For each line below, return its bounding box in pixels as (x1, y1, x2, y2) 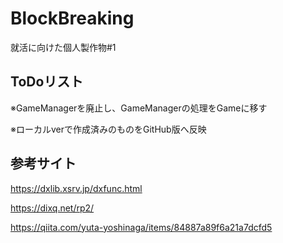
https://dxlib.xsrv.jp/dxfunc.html (10, 182, 143, 194)
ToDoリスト (10, 73, 84, 91)
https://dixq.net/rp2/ (10, 202, 95, 214)
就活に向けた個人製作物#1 (10, 41, 117, 53)
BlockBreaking (10, 7, 135, 30)
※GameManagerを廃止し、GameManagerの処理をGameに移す (10, 102, 268, 114)
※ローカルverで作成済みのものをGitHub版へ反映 (10, 123, 207, 135)
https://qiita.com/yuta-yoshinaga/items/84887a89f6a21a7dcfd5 (10, 221, 273, 233)
